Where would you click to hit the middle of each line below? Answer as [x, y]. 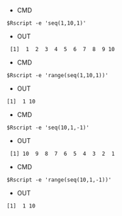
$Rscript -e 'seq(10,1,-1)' [48, 127]
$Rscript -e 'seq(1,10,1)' [46, 23]
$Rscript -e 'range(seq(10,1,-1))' [59, 180]
